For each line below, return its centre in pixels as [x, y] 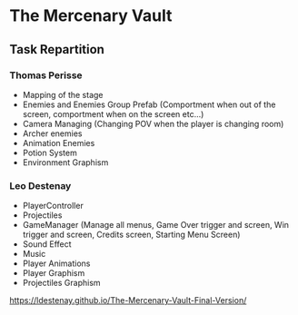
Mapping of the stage [63, 94]
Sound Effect [47, 244]
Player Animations [56, 263]
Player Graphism [54, 273]
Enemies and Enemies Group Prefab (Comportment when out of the [149, 104]
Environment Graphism [65, 162]
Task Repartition [57, 49]
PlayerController [53, 206]
